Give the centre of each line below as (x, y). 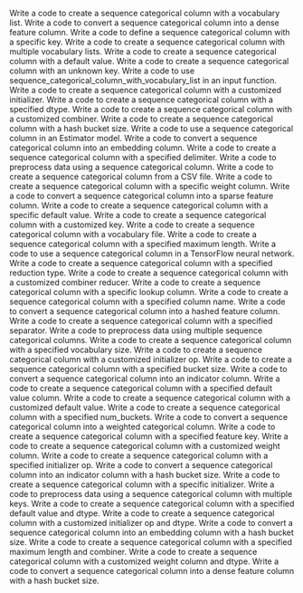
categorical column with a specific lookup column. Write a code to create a (149, 292)
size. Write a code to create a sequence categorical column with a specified (151, 542)
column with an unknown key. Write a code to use (102, 71)
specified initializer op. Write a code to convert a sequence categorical (141, 465)
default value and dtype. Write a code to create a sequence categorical (142, 513)
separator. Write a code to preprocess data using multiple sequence (136, 330)
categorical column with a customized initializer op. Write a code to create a (151, 359)
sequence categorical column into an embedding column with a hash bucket (151, 532)
